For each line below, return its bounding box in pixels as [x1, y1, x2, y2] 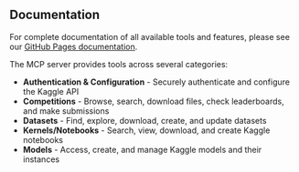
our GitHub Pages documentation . [9, 41, 138, 52]
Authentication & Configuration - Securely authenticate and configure [22, 76, 291, 87]
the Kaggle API [22, 86, 80, 96]
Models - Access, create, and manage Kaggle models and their [22, 144, 262, 155]
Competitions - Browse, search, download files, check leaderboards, [22, 96, 285, 106]
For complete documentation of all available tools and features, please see [9, 31, 291, 42]
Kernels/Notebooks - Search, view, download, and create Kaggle [22, 125, 271, 136]
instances [22, 154, 60, 165]
